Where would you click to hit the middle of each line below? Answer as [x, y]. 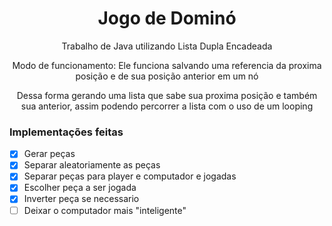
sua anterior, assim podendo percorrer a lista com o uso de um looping [167, 106]
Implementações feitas [66, 132]
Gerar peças [49, 154]
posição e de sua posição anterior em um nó [167, 76]
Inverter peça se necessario [81, 199]
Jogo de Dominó [167, 18]
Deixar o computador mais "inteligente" [105, 210]
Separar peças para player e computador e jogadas [130, 176]
